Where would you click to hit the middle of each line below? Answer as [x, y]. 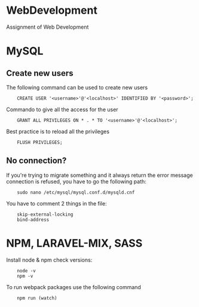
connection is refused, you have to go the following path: [76, 181]
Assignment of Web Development [48, 27]
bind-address [33, 219]
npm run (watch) [37, 298]
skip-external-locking [45, 214]
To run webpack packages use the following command [74, 287]
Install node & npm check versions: [49, 260]
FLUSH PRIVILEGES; [40, 142]
